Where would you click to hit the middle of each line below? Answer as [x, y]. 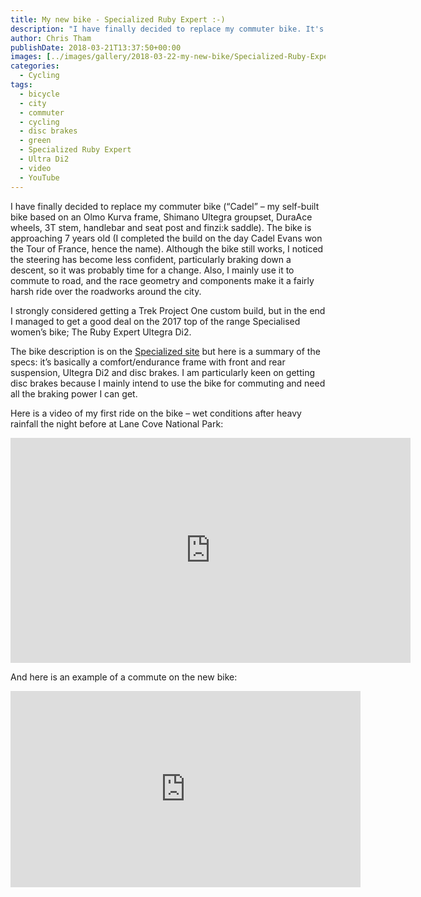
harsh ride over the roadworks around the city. [106, 291]
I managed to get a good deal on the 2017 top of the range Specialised [155, 321]
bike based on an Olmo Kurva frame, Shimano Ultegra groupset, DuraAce [161, 217]
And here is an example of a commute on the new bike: [124, 677]
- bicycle [39, 94]
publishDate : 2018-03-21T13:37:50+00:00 [96, 47]
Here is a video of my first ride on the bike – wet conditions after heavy [156, 413]
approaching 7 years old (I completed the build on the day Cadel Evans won [166, 238]
